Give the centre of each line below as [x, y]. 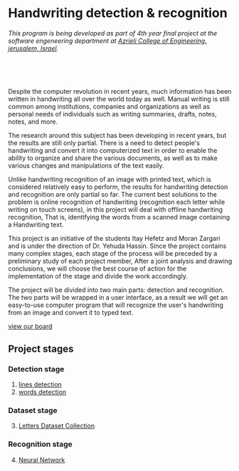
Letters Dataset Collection [57, 426]
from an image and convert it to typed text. [71, 313]
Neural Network [42, 460]
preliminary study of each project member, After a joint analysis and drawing [120, 261]
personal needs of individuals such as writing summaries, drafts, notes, [112, 114]
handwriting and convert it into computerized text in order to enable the [113, 151]
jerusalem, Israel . [33, 48]
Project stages [41, 348]
